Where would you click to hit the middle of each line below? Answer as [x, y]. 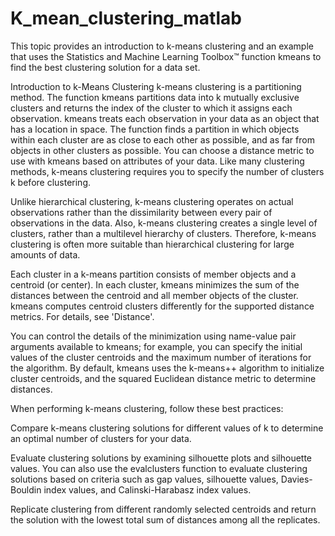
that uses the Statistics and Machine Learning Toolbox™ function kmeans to [166, 56]
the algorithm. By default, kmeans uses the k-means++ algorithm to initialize [167, 368]
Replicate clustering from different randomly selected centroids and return [163, 509]
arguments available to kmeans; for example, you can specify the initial [156, 346]
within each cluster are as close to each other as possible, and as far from [162, 139]
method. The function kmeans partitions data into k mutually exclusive [155, 97]
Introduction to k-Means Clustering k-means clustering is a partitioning [156, 86]
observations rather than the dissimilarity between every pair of [141, 212]
